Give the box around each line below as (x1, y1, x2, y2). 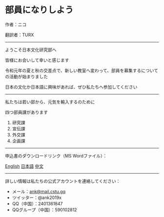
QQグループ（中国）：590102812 (12, 207, 77, 213)
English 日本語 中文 (5, 163, 44, 169)
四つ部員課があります (5, 109, 48, 115)
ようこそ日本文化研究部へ (5, 47, 57, 53)
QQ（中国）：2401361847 (12, 200, 63, 206)
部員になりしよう (5, 4, 74, 16)
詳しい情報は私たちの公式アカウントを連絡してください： (5, 178, 121, 184)
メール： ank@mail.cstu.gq (12, 188, 66, 194)
